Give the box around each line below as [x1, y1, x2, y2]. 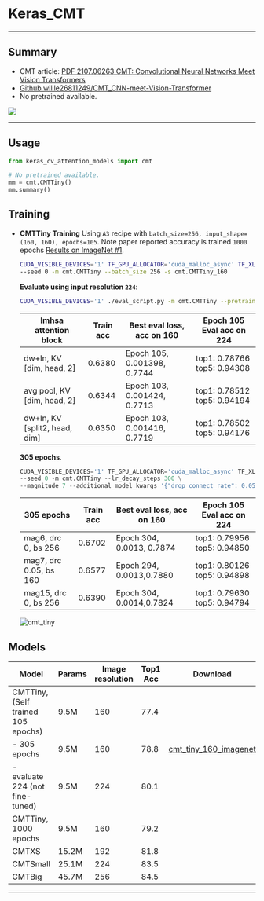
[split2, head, [23, 422, 73, 433]
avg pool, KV [23, 385, 71, 396]
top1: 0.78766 [196, 353, 251, 364]
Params [57, 668, 88, 679]
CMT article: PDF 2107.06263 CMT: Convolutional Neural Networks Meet [19, 66, 255, 75]
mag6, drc [23, 533, 62, 544]
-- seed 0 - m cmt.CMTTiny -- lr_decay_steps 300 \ [19, 474, 182, 483]
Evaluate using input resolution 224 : [19, 282, 138, 291]
